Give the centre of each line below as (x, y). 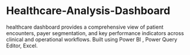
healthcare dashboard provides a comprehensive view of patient (85, 27)
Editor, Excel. (22, 46)
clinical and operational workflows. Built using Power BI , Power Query (92, 39)
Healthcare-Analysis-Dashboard (88, 11)
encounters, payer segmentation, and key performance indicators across (95, 33)
